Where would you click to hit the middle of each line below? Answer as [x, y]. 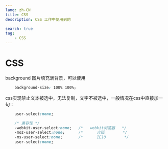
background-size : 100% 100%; [45, 87]
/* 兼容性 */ [27, 123]
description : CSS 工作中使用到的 [38, 19]
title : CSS [17, 15]
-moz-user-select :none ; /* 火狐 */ [71, 133]
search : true [19, 28]
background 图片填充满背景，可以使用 [45, 78]
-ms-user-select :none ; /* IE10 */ [72, 137]
